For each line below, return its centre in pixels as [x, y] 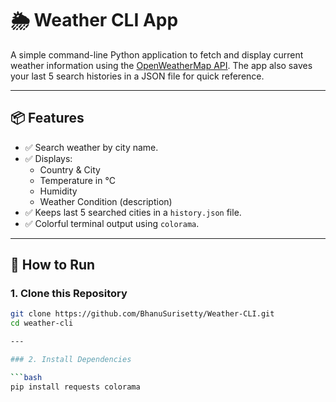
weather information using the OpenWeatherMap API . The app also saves [161, 65]
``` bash [26, 377]
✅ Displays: [48, 158]
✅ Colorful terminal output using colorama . [112, 223]
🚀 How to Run [53, 265]
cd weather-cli [42, 323]
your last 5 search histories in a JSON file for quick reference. [137, 76]
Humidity [58, 191]
